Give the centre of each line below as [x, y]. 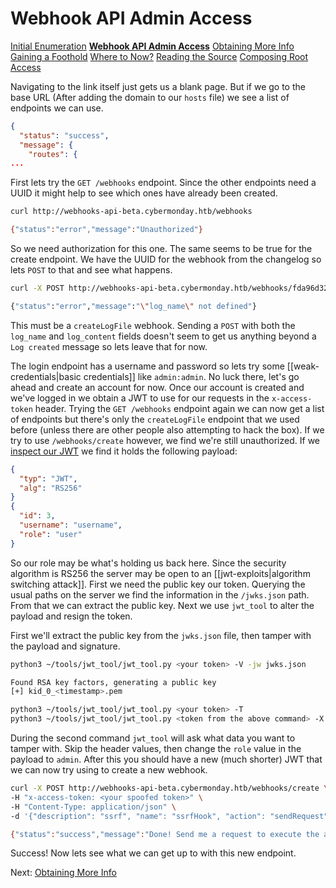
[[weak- [303, 366]
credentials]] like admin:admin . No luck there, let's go [191, 376]
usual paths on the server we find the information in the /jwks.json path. [160, 594]
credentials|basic [46, 376]
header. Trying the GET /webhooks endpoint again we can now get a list [179, 408]
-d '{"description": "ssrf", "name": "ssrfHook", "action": [138, 816]
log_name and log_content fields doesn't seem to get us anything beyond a [163, 336]
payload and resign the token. [71, 616]
